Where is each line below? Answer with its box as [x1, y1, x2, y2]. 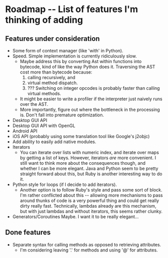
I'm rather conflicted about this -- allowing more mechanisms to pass [20, 192, 163, 198]
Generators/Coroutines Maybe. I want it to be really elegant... [12, 214, 139, 220]
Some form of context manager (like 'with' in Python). [12, 48, 124, 53]
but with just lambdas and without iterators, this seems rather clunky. [20, 208, 163, 214]
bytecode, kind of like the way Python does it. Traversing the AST [20, 64, 155, 70]
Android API [12, 128, 38, 134]
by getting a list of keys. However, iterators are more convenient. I [20, 155, 156, 161]
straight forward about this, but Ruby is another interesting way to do [20, 171, 162, 177]
